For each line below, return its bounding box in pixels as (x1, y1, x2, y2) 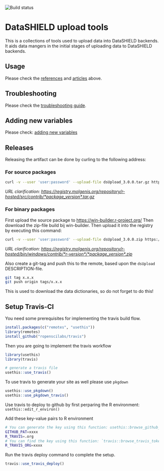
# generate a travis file (5, 366, 58, 370)
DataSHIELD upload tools (5, 22, 109, 33)
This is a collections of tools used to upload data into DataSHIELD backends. (5, 38, 159, 43)
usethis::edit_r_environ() (5, 407, 60, 412)
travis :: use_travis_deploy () (5, 461, 64, 466)
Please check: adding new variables (5, 129, 78, 135)
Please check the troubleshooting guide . (5, 102, 86, 108)
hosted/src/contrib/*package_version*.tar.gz (5, 194, 95, 200)
